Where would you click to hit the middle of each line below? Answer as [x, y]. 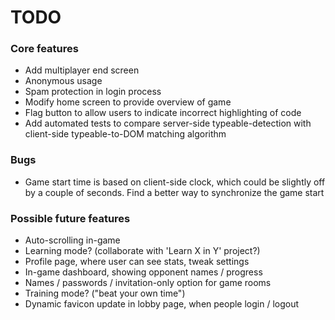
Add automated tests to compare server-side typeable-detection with [168, 123]
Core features [44, 49]
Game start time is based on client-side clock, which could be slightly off [175, 182]
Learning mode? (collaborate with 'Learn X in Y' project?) [142, 251]
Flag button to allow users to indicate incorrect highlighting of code [163, 113]
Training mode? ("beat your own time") [105, 293]
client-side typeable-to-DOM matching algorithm [125, 134]
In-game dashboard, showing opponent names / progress [143, 272]
